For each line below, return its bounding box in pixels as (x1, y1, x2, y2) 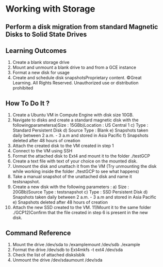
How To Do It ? (5, 99, 50, 107)
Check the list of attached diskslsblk (12, 252, 85, 258)
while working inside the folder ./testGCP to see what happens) (12, 168, 139, 175)
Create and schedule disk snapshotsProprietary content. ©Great (12, 75, 142, 81)
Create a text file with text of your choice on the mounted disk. (12, 158, 138, 164)
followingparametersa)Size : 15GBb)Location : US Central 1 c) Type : (12, 122, 148, 128)
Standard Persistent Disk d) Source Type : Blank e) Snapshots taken (12, 127, 148, 133)
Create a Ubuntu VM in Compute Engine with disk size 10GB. (12, 112, 134, 118)
